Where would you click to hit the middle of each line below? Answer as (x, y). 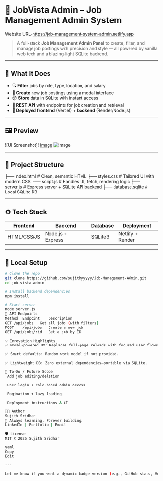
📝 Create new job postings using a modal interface (63, 93)
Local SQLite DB (21, 192)
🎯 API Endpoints (21, 314)
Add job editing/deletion (33, 376)
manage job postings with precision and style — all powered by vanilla (87, 48)
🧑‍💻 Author (15, 411)
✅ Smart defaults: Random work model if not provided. (62, 354)
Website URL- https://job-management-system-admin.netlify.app (70, 34)
